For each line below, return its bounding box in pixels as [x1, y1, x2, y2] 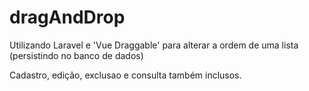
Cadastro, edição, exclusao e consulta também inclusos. [9, 69, 242, 81]
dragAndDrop [9, 6, 126, 29]
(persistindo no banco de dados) [9, 49, 144, 61]
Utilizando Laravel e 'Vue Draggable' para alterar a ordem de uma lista [9, 39, 299, 51]
